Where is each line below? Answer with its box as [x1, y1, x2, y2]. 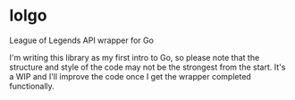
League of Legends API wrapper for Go [9, 35, 155, 46]
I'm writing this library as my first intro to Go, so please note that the [9, 52, 260, 62]
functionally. [9, 80, 55, 91]
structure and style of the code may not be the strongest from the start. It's [9, 62, 286, 72]
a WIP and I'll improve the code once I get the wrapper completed [9, 71, 252, 81]
